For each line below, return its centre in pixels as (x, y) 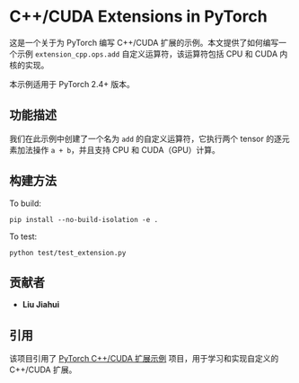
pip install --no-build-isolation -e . (84, 219)
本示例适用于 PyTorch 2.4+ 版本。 (72, 84)
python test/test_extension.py (68, 253)
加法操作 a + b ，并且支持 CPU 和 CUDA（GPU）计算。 (118, 149)
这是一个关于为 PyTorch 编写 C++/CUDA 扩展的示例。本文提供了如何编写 (144, 42)
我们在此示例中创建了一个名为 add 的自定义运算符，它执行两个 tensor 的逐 (146, 138)
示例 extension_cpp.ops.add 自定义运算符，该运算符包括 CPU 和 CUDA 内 (152, 53)
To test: (23, 236)
